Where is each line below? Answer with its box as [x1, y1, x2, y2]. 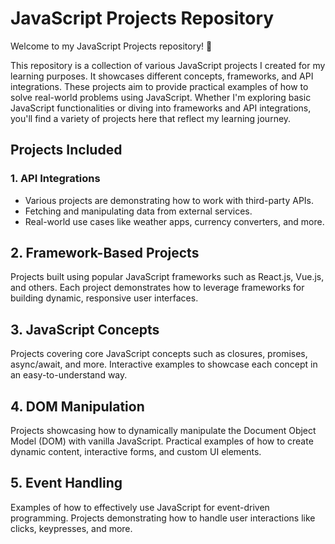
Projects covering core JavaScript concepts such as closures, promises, [10, 348, 308, 360]
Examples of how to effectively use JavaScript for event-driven [10, 501, 270, 513]
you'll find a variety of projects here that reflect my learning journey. [10, 112, 292, 124]
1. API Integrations [10, 172, 101, 186]
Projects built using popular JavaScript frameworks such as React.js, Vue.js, [10, 271, 325, 283]
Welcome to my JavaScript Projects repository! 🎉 [10, 40, 213, 52]
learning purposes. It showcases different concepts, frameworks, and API [10, 70, 314, 82]
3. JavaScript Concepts [10, 321, 160, 338]
